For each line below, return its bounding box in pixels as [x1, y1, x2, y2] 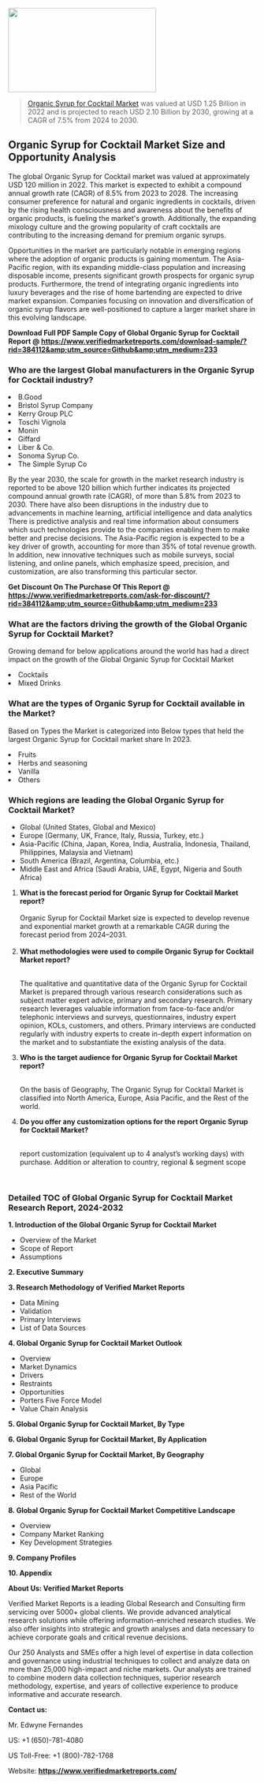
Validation [19, 1306, 53, 1316]
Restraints [19, 1379, 53, 1388]
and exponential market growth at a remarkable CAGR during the [19, 922, 230, 931]
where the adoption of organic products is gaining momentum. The [8, 253, 226, 264]
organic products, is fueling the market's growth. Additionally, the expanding [8, 213, 257, 223]
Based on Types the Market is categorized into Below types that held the [8, 726, 244, 736]
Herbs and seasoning [18, 758, 88, 767]
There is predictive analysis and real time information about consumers [8, 517, 239, 526]
